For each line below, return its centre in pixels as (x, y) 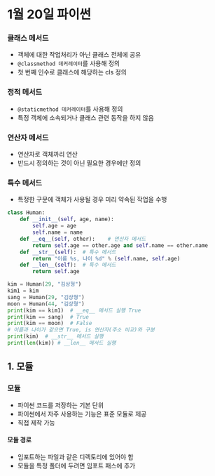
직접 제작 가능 (36, 423)
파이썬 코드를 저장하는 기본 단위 (60, 405)
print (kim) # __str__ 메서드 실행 (55, 337)
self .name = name (57, 232)
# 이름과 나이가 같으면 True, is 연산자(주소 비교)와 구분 (81, 330)
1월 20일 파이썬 (49, 14)
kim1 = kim (23, 291)
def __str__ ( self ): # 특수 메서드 (68, 252)
